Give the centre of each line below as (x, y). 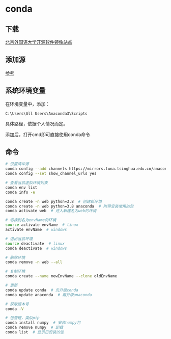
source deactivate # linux (35, 243)
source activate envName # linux (42, 225)
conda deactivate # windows (36, 248)
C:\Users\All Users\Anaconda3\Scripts (46, 113)
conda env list (21, 187)
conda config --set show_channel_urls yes (51, 174)
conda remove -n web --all (34, 262)
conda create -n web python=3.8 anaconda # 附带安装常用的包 (69, 206)
